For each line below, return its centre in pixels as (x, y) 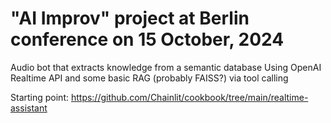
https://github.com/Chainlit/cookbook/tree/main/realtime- (189, 97)
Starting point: (39, 97)
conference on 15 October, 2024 (147, 39)
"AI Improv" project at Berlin (130, 18)
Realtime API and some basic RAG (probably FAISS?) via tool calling (149, 78)
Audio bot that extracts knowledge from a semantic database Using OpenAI (166, 67)
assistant (29, 108)
